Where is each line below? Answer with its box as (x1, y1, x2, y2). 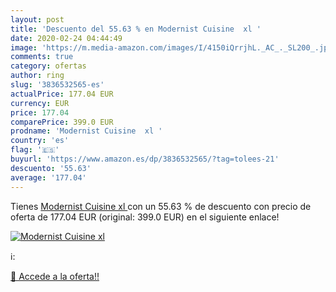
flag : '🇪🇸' (10, 145, 60, 155)
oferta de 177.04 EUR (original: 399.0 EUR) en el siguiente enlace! (10, 211, 280, 223)
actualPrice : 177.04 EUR (10, 89, 114, 99)
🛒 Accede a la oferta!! (10, 270, 100, 282)
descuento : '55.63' (10, 163, 92, 173)
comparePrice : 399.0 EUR (10, 117, 114, 127)
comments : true (10, 52, 74, 62)
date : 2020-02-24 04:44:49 (10, 33, 123, 43)
